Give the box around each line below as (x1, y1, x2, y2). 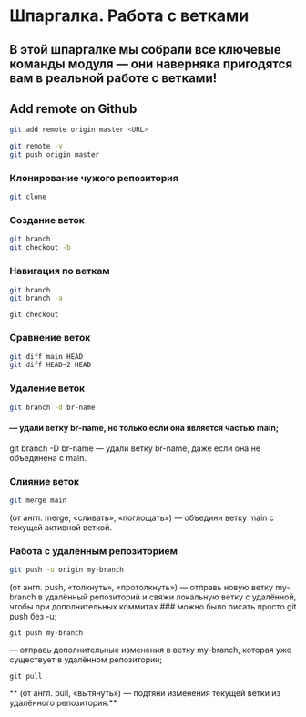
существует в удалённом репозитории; (9, 654, 163, 665)
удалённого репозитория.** (9, 698, 117, 709)
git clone (9, 192, 47, 201)
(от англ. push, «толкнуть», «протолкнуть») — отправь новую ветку (9, 582, 274, 593)
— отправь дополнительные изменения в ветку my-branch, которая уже (9, 644, 291, 656)
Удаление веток (9, 382, 85, 394)
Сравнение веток (9, 332, 91, 344)
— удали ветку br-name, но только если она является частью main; (9, 423, 280, 434)
